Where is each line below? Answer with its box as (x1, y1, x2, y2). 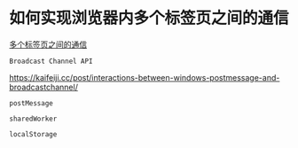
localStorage (9, 129, 58, 138)
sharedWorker (9, 114, 58, 123)
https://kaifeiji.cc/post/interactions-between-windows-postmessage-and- (9, 72, 280, 82)
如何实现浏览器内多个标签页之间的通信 (9, 8, 290, 28)
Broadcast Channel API (9, 57, 93, 66)
